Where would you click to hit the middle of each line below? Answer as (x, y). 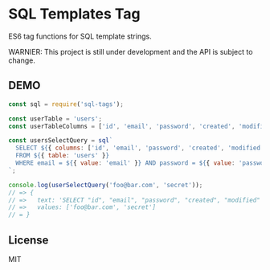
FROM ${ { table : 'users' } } (63, 156)
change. (22, 60)
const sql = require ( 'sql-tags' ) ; (66, 104)
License (29, 240)
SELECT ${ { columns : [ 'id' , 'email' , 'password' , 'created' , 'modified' (140, 148)
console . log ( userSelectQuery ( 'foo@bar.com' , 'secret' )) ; (106, 185)
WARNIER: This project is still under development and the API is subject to (131, 51)
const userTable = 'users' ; (55, 119)
